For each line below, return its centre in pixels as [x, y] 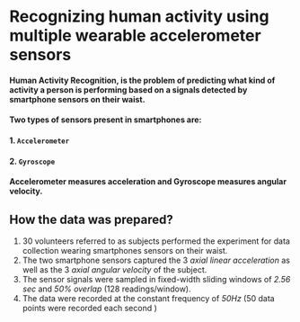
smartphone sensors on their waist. [77, 99]
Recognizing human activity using [139, 17]
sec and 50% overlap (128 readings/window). [106, 289]
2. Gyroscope [32, 161]
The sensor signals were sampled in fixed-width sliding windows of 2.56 [156, 279]
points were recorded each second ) [89, 308]
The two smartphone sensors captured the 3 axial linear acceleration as [156, 260]
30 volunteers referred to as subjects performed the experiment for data [156, 241]
